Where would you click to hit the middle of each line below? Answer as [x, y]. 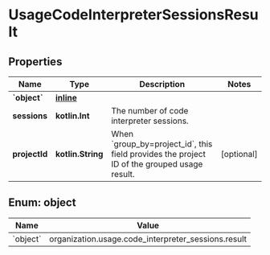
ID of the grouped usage [157, 164]
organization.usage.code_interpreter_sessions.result [148, 239]
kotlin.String [79, 154]
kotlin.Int [72, 116]
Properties [35, 62]
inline [66, 98]
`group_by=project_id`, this [162, 144]
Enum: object [42, 203]
